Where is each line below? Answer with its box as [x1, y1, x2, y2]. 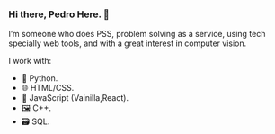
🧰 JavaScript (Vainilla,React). [21, 93, 129, 103]
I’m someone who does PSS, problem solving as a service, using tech [8, 29, 266, 40]
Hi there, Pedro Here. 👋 [8, 8, 110, 21]
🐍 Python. [21, 73, 58, 84]
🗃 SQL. [21, 116, 50, 127]
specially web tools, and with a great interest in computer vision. [8, 38, 247, 49]
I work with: [8, 56, 52, 67]
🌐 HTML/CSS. [21, 83, 75, 94]
